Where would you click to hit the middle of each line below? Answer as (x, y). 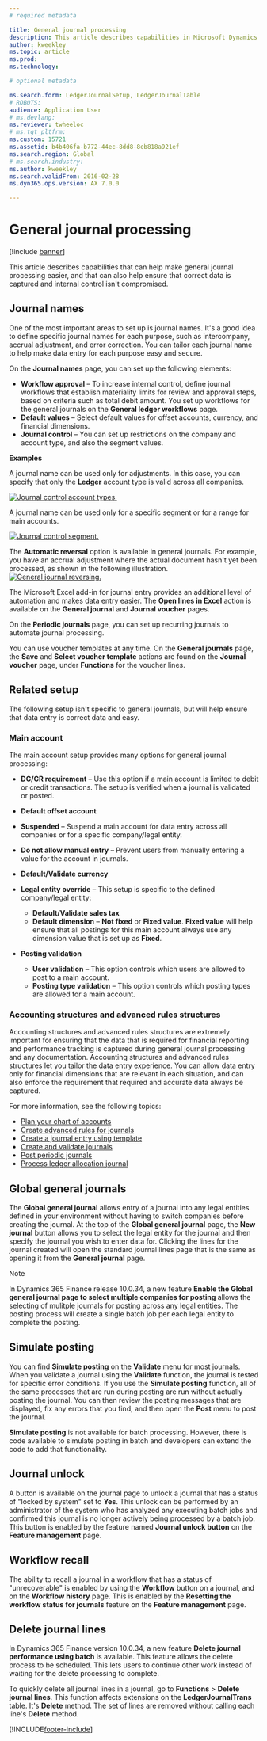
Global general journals (68, 1189)
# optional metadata (43, 81)
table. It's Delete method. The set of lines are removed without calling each (132, 1706)
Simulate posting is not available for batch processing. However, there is (128, 1432)
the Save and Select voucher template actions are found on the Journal (128, 656)
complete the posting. (45, 1323)
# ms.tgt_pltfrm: (38, 132)
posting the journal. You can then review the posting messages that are (125, 1400)
